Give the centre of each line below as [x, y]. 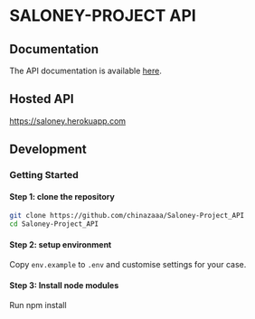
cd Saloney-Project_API [54, 224]
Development [48, 150]
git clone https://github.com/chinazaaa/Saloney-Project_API [127, 216]
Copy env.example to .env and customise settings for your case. [128, 265]
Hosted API [42, 99]
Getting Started [44, 175]
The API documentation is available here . [86, 70]
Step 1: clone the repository [62, 196]
